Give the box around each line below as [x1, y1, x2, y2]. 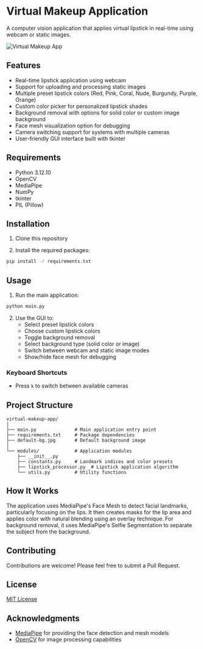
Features [6, 60, 41, 71]
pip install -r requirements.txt [6, 258, 91, 264]
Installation [6, 218, 50, 229]
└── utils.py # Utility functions [17, 469, 127, 476]
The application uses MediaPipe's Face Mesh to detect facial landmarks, [6, 502, 189, 509]
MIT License [6, 595, 38, 603]
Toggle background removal [24, 333, 96, 341]
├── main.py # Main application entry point [6, 427, 157, 433]
